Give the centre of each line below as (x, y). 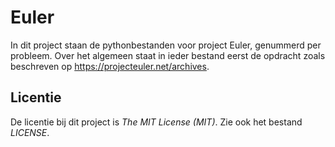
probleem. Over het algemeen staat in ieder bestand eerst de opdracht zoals (168, 55)
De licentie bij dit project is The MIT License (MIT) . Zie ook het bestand (156, 122)
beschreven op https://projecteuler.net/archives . (110, 66)
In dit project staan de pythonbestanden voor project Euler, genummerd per (166, 45)
